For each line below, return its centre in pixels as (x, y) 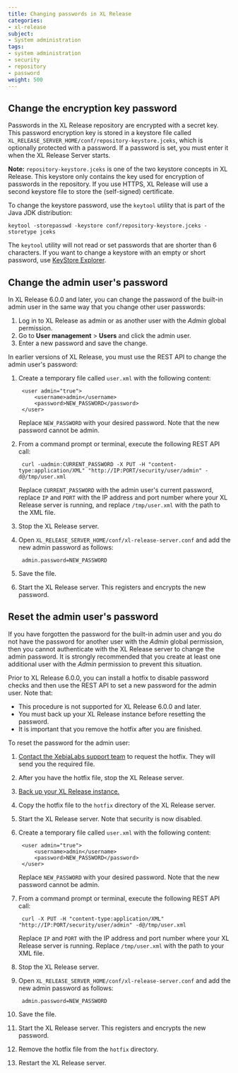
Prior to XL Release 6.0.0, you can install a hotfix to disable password (108, 678)
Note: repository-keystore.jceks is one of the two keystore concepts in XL (118, 169)
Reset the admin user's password (83, 617)
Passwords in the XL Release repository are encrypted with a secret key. (113, 125)
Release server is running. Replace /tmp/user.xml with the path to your (121, 946)
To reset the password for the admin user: (69, 743)
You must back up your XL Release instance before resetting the (112, 714)
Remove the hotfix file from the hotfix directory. (88, 1049)
